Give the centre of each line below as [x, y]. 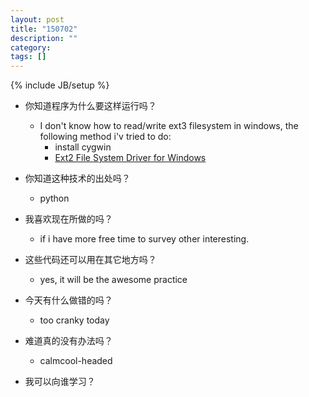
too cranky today [74, 320]
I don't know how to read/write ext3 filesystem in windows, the [169, 126]
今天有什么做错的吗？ [68, 300]
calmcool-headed [76, 361]
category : [31, 47]
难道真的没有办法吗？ [68, 341]
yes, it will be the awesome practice [113, 280]
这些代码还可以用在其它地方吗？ [90, 260]
